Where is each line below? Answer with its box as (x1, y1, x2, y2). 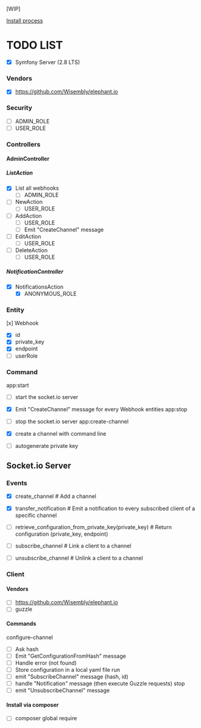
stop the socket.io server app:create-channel (15, 418, 129, 425)
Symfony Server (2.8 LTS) (15, 58, 80, 66)
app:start (6, 381, 29, 389)
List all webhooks (15, 184, 59, 192)
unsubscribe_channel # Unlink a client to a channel (15, 555, 143, 562)
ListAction (6, 169, 33, 176)
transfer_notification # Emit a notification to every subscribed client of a (15, 505, 196, 512)
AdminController (6, 155, 50, 162)
